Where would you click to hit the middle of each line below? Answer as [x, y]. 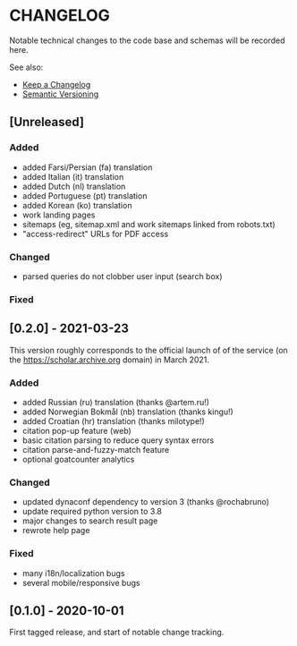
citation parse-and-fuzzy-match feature [96, 449]
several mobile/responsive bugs [81, 582]
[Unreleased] [47, 122]
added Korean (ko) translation [77, 205]
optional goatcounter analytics [78, 459]
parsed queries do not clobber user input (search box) [122, 276]
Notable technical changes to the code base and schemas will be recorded [147, 40]
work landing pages [59, 215]
